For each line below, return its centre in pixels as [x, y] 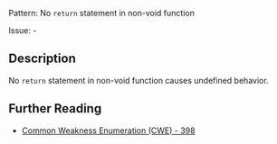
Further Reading [55, 108]
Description [42, 59]
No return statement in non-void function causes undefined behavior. [138, 80]
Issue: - [23, 30]
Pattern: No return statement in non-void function [102, 13]
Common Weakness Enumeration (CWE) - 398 [108, 130]
